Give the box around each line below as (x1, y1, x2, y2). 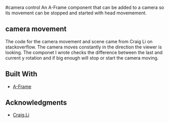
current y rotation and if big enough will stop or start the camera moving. (5, 55, 159, 61)
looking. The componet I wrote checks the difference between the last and (5, 49, 163, 56)
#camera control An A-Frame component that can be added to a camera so (5, 5, 164, 10)
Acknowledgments (5, 98, 68, 107)
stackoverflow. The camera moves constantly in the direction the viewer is (5, 44, 162, 50)
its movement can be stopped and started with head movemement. (5, 10, 147, 16)
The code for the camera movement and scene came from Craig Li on (5, 38, 153, 44)
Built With (5, 69, 37, 79)
